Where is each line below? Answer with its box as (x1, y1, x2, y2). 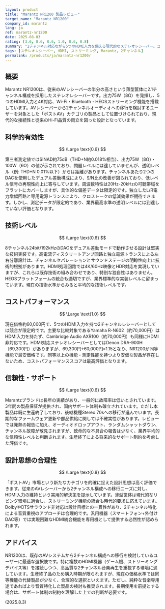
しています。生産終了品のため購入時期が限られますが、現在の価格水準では (5, 571, 155, 577)
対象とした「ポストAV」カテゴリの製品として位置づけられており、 (18, 111, 152, 117)
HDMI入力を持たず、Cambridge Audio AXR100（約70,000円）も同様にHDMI (5, 333, 159, 339)
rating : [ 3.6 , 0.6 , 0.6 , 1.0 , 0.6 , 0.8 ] (5, 39, 89, 44)
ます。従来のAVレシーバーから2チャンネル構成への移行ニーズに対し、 (9, 486, 151, 492)
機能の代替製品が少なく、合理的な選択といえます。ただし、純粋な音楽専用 (9, 577, 160, 583)
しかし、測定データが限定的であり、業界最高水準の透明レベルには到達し (13, 200, 160, 205)
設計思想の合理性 (5, 456, 57, 464)
